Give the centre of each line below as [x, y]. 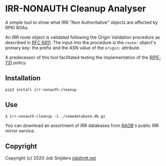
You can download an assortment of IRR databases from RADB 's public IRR [82, 125]
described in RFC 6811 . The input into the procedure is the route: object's [81, 42]
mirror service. [20, 131]
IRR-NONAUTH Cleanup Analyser [76, 9]
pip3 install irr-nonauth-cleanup [41, 90]
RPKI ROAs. [17, 27]
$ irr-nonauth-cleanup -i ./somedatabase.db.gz [55, 116]
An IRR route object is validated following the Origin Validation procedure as [83, 37]
